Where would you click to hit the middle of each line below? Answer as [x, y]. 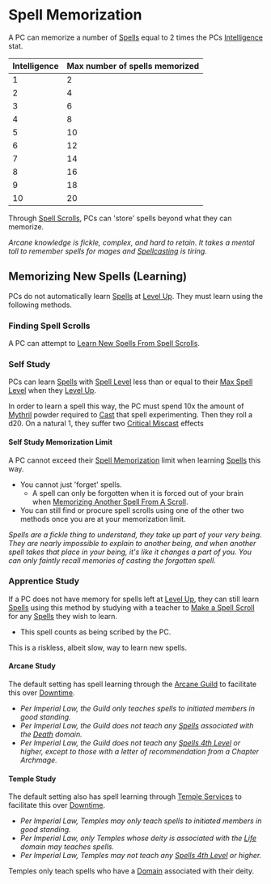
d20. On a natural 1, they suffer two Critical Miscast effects [106, 424]
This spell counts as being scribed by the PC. [95, 632]
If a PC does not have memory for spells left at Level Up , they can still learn [134, 599]
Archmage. [39, 760]
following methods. [40, 305]
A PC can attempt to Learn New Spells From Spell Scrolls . [104, 344]
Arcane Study [32, 666]
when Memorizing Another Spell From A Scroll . [110, 502]
